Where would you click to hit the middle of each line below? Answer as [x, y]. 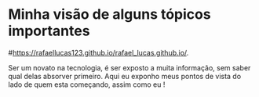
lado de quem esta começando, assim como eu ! [87, 84]
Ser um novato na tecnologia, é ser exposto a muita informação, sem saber [129, 67]
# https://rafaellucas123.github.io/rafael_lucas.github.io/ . [98, 52]
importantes [49, 31]
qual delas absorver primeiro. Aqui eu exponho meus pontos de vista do [125, 76]
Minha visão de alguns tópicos [109, 14]
